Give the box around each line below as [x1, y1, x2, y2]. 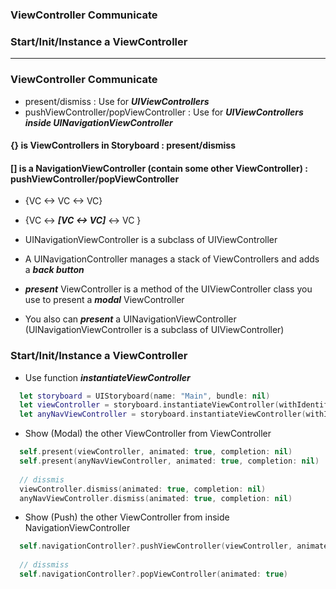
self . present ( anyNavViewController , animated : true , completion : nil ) [19, 456, 320, 467]
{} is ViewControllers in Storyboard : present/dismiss [10, 139, 237, 152]
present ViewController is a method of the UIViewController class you [24, 283, 313, 295]
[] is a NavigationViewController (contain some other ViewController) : [10, 162, 308, 174]
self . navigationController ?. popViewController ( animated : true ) [19, 569, 288, 580]
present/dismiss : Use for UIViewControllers [24, 95, 210, 107]
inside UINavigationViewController [24, 116, 173, 128]
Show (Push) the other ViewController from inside [24, 511, 230, 523]
